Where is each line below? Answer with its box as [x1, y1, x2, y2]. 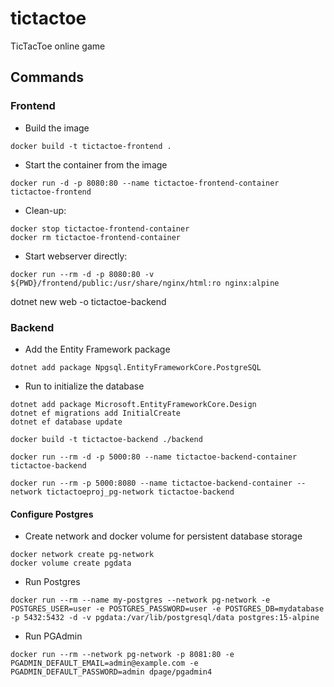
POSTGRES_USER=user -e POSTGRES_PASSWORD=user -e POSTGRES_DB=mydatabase [10, 604, 325, 614]
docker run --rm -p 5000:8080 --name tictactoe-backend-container [10, 478, 293, 488]
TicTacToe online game [10, 40, 106, 52]
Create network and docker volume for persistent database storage [24, 530, 303, 542]
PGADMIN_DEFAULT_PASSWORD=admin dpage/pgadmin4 [10, 667, 213, 677]
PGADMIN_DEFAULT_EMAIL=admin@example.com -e [10, 658, 199, 669]
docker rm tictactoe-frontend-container [10, 232, 182, 242]
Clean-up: [24, 204, 67, 216]
